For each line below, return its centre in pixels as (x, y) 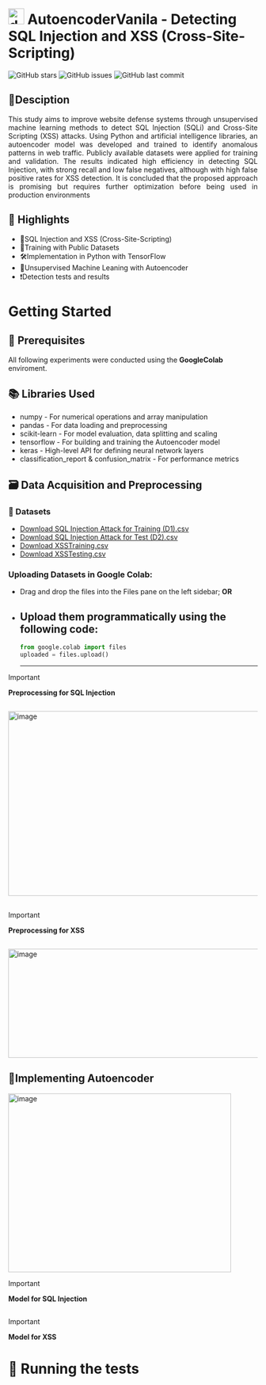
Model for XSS (32, 1337)
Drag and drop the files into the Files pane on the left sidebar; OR (125, 592)
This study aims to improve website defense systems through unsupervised (133, 119)
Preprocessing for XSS (46, 930)
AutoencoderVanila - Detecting (132, 19)
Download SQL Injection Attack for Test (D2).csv (99, 537)
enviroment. (28, 368)
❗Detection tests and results (65, 277)
